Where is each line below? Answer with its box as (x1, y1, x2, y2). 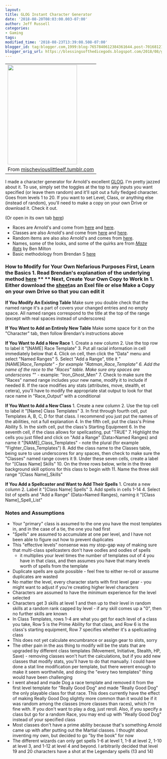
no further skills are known (12, 611, 67, 617)
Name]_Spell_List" (5, 497, 43, 503)
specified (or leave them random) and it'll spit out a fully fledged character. (5, 189, 159, 195)
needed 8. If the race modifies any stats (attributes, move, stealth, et (5, 382, 146, 388)
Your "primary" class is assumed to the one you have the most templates (12, 521, 162, 527)
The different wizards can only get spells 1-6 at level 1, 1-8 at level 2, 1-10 (12, 738, 162, 744)
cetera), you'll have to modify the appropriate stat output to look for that (5, 387, 153, 394)
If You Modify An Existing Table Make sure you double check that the (5, 300, 149, 305)
